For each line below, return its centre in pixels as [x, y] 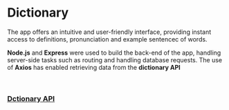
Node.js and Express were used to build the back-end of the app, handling [114, 53]
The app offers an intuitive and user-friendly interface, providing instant [109, 32]
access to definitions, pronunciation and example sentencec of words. [107, 39]
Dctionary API [31, 98]
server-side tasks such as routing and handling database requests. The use [115, 59]
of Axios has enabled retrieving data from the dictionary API [94, 67]
